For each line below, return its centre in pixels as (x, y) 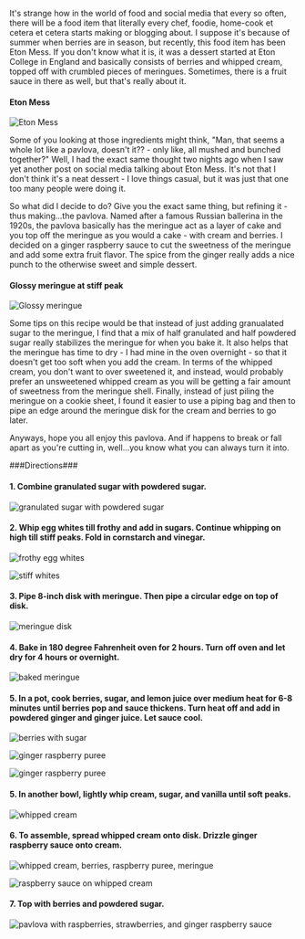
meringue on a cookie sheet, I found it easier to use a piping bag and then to (152, 401)
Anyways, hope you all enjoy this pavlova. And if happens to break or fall (146, 438)
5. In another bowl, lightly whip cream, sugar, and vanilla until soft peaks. (150, 795)
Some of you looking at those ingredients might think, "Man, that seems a (147, 140)
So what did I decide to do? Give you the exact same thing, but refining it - (149, 206)
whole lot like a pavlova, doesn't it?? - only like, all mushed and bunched (145, 150)
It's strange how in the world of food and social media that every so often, (148, 13)
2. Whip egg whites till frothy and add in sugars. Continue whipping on (145, 528)
